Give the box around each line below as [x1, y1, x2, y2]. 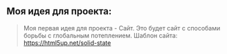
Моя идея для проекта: [6, 6, 112, 17]
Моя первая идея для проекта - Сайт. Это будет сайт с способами [23, 24, 221, 32]
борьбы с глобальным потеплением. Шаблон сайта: [23, 31, 178, 39]
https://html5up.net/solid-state [23, 38, 111, 47]
